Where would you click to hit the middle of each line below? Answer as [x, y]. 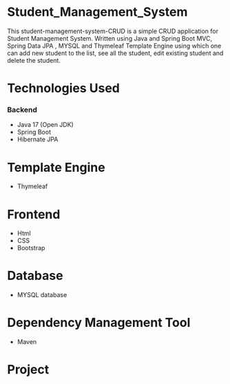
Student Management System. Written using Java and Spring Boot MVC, [110, 38]
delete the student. [34, 60]
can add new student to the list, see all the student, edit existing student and [115, 53]
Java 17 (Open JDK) [45, 125]
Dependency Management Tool [99, 323]
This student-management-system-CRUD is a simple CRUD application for [113, 31]
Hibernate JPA [38, 139]
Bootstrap [31, 248]
